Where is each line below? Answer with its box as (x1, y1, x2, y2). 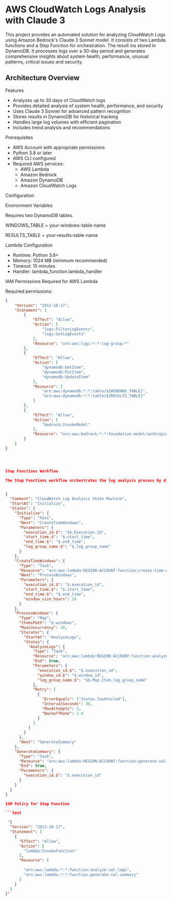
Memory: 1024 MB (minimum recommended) (12, 257, 107, 264)
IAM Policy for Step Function (5, 801, 70, 806)
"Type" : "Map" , (18, 615, 52, 621)
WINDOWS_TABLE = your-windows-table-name (5, 222, 106, 228)
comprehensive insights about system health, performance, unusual (5, 53, 149, 59)
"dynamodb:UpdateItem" (41, 374, 91, 379)
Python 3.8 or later (12, 150, 52, 156)
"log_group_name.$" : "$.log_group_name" (24, 544, 111, 549)
